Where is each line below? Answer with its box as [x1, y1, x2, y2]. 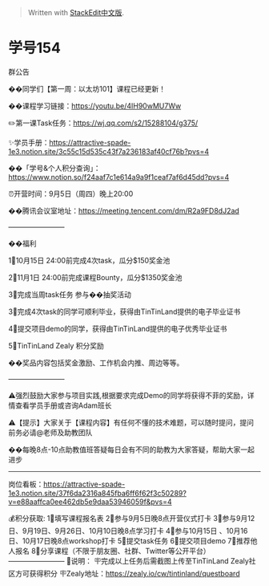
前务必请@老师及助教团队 [8, 427, 93, 437]
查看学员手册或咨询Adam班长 [14, 401, 112, 410]
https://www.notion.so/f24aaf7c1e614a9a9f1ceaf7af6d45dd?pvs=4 [8, 172, 230, 181]
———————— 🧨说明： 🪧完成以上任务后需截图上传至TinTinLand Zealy [8, 555, 250, 565]
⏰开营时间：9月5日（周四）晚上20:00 [8, 189, 134, 198]
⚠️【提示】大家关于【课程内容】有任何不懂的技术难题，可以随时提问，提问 [8, 417, 255, 427]
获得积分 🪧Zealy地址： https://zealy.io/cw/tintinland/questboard [29, 568, 240, 578]
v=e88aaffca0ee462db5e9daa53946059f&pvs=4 [8, 497, 172, 507]
